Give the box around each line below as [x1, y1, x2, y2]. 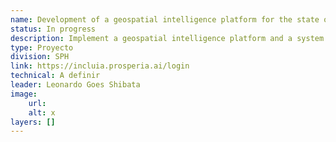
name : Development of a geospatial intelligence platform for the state [10, 14, 320, 25]
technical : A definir [10, 71, 101, 81]
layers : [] [10, 117, 56, 127]
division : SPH [10, 52, 70, 62]
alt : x [28, 107, 56, 118]
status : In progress [10, 24, 97, 34]
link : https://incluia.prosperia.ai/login [10, 61, 190, 71]
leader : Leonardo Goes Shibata [10, 80, 141, 90]
